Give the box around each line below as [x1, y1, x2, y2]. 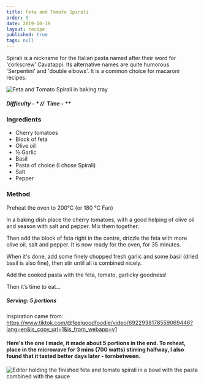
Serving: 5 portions [6, 297, 57, 304]
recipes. [6, 74, 27, 81]
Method [6, 190, 31, 199]
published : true [6, 32, 48, 38]
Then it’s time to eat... [6, 283, 61, 290]
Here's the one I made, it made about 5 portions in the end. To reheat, [6, 340, 186, 347]
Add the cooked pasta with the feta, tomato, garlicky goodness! [6, 271, 167, 278]
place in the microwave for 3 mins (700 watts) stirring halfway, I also [6, 346, 184, 353]
